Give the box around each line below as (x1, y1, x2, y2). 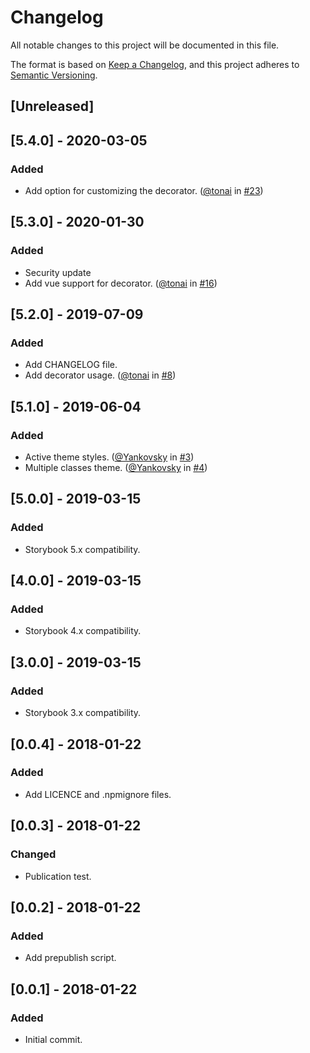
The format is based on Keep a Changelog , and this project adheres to (10, 58, 300, 70)
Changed (10, 847, 57, 861)
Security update (24, 266, 92, 278)
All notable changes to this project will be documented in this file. (10, 39, 280, 51)
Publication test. (24, 870, 92, 882)
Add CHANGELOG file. (24, 359, 118, 371)
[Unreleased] (10, 98, 95, 115)
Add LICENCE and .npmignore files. (24, 788, 172, 800)
